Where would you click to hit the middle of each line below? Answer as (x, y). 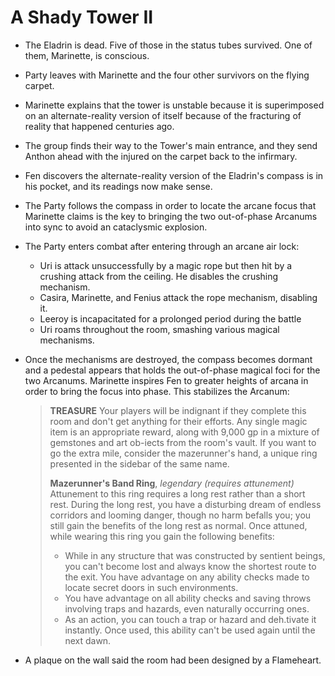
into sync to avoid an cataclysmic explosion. (116, 227)
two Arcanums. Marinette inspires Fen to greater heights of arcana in (166, 380)
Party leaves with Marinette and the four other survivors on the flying (167, 75)
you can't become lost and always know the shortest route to (190, 566)
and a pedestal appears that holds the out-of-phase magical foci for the (172, 370)
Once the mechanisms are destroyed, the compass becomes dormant (168, 359)
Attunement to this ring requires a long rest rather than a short (177, 493)
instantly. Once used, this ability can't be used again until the (190, 630)
